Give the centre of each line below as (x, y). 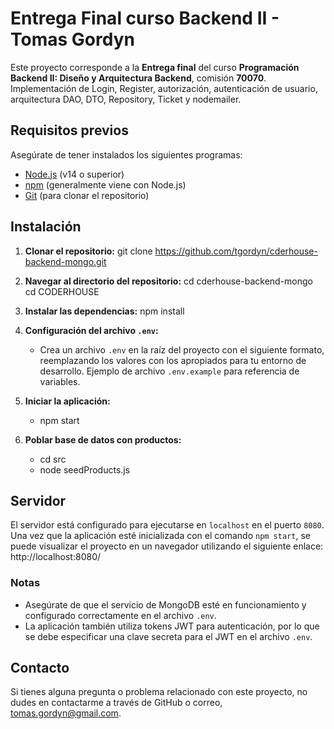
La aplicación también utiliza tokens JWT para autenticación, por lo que (172, 626)
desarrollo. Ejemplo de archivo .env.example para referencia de (169, 371)
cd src (53, 459)
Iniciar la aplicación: (67, 401)
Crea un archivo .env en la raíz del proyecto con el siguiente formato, (182, 349)
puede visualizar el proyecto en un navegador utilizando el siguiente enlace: (167, 546)
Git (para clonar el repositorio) (87, 195)
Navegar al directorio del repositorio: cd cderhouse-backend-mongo (168, 281)
